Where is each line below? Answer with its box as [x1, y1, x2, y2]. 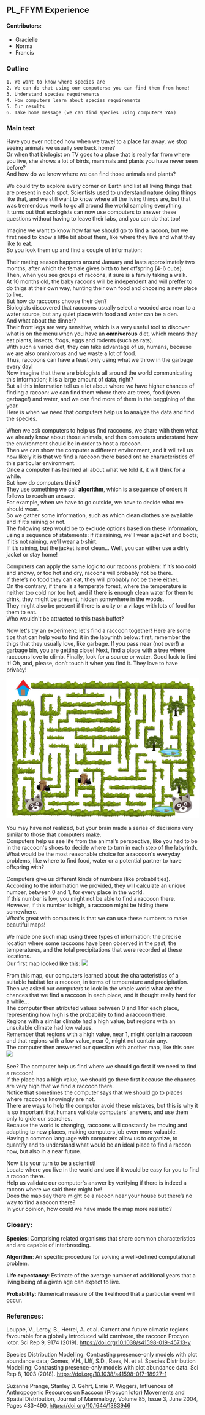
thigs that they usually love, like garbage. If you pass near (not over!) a [6, 640, 184, 648]
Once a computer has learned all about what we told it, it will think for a [6, 466, 185, 474]
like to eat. [6, 240, 32, 248]
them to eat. [6, 608, 37, 616]
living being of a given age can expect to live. [6, 1278, 121, 1285]
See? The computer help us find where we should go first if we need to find [6, 1063, 197, 1070]
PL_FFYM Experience [6, 5, 90, 15]
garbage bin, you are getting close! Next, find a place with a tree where [6, 646, 186, 654]
